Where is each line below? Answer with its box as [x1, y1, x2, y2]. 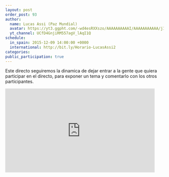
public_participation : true [5, 54, 64, 59]
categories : [5, 49, 30, 54]
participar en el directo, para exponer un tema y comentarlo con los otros [5, 73, 157, 79]
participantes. [5, 78, 34, 84]
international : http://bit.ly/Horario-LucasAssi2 [10, 45, 116, 50]
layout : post [5, 7, 33, 13]
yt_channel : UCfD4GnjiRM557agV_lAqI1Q [10, 31, 92, 36]
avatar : [10, 26, 26, 31]
